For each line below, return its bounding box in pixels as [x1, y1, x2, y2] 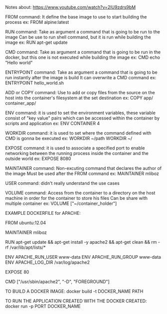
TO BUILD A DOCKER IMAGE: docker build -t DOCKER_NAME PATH [5, 289, 144, 294]
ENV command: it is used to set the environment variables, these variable [5, 110, 156, 116]
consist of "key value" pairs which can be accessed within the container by [5, 115, 160, 121]
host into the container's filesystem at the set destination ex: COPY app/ [5, 95, 154, 101]
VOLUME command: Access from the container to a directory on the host [5, 190, 156, 196]
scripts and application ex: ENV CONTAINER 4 [5, 121, 100, 126]
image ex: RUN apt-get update [5, 39, 68, 45]
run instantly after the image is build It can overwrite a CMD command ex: [5, 75, 157, 80]
